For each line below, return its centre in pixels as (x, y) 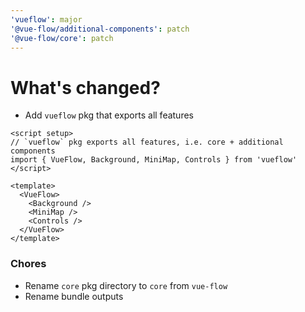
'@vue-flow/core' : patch (62, 38)
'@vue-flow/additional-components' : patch (100, 29)
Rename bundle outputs (74, 296)
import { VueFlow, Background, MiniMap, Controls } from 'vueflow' (154, 160)
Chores (28, 264)
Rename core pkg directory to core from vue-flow (126, 285)
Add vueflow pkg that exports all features (109, 115)
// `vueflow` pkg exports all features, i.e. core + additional (147, 142)
